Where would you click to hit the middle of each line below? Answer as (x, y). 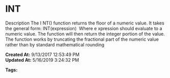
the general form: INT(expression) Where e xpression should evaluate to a (84, 28)
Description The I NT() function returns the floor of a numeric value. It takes (85, 23)
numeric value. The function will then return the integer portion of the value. (85, 34)
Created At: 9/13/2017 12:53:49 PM (43, 55)
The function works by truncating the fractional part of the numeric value (82, 39)
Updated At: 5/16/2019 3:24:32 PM (42, 60)
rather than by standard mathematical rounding (55, 44)
